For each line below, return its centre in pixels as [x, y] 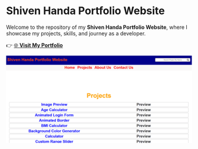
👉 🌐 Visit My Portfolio [34, 45]
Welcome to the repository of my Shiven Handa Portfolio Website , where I [97, 27]
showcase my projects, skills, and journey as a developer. [76, 33]
